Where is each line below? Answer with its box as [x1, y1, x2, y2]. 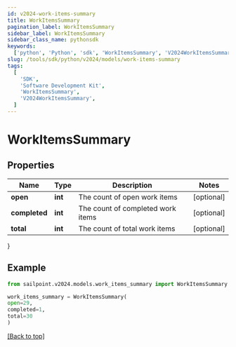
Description [112, 180, 152, 190]
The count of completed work [78, 203, 177, 213]
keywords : [7, 43, 37, 50]
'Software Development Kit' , [20, 82, 105, 89]
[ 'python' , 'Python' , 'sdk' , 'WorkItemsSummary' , [13, 50, 162, 57]
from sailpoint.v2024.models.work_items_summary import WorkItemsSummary [7, 280, 228, 287]
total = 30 [7, 313, 33, 320]
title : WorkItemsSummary [7, 17, 80, 24]
